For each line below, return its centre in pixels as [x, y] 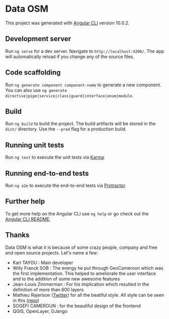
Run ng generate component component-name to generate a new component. [83, 85]
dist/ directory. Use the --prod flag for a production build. [66, 129]
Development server [38, 39]
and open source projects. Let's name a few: [52, 252]
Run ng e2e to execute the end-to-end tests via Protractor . [66, 185]
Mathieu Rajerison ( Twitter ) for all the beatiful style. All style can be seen [88, 295]
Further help [25, 201]
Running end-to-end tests [47, 173]
